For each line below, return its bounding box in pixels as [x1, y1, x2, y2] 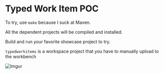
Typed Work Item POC [5, 3, 99, 14]
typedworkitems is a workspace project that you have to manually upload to [5, 48, 159, 54]
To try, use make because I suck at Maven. [5, 19, 91, 25]
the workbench [5, 53, 36, 60]
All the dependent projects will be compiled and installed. [5, 29, 123, 35]
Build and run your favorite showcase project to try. [5, 38, 111, 45]
